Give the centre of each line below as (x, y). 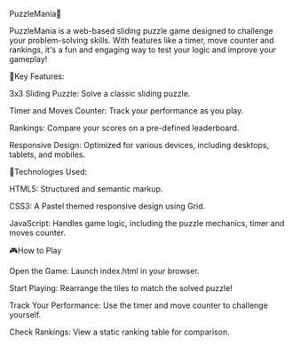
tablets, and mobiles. (48, 154)
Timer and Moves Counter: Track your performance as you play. (127, 110)
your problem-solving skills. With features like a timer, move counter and (142, 40)
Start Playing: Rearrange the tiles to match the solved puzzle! (121, 288)
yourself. (25, 315)
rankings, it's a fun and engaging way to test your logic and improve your (143, 50)
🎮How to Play (36, 250)
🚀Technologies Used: (48, 172)
